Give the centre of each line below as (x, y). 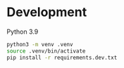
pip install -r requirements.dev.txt (62, 57)
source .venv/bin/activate (46, 51)
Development (47, 12)
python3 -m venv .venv (40, 44)
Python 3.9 (23, 32)
